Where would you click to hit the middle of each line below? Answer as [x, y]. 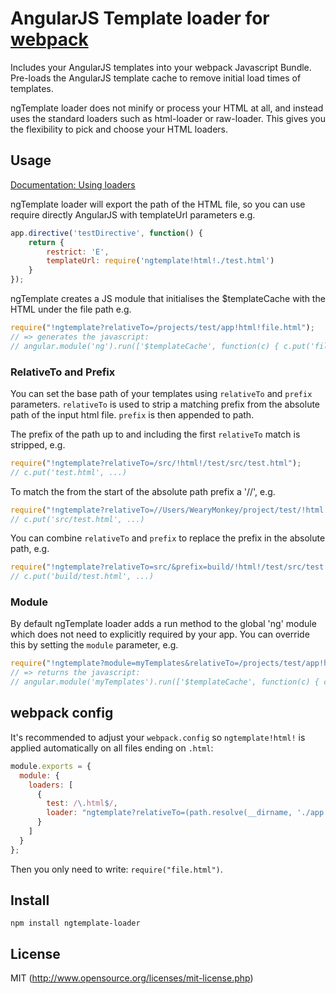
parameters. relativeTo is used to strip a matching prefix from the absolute [165, 404]
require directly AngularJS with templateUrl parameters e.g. [133, 214]
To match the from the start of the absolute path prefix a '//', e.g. [143, 491]
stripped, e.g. [38, 444]
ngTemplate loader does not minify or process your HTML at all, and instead [167, 108]
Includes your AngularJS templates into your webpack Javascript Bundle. [161, 67]
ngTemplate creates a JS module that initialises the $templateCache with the [168, 298]
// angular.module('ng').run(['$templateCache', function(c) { [145, 346]
